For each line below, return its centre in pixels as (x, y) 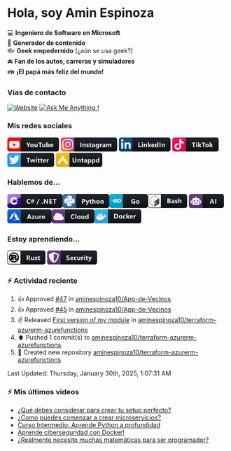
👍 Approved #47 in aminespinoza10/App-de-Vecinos (94, 299)
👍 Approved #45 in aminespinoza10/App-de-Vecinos (94, 310)
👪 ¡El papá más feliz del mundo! (56, 71)
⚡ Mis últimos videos (43, 392)
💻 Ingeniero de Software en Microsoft (64, 32)
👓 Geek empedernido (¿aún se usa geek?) (70, 50)
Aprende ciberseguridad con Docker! (71, 432)
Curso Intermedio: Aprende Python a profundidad (89, 424)
